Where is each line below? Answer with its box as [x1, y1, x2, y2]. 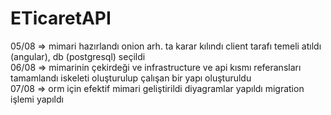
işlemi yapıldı [10, 93, 64, 105]
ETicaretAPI [10, 7, 112, 30]
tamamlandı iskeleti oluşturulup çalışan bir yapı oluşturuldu [10, 72, 252, 84]
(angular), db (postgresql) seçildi [10, 50, 146, 62]
